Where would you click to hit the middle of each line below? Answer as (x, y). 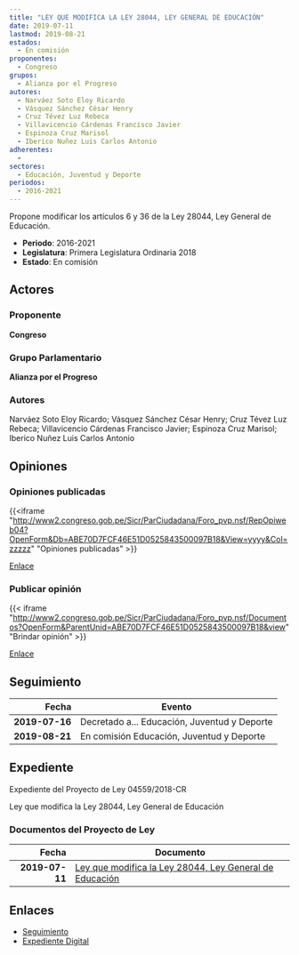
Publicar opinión (45, 589)
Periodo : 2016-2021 (58, 243)
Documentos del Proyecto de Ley (82, 830)
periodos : (28, 183)
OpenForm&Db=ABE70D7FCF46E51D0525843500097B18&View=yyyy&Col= (149, 539)
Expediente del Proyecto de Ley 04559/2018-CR (98, 789)
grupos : (24, 76)
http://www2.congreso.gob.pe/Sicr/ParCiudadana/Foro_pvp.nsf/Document (150, 618)
